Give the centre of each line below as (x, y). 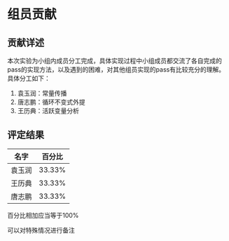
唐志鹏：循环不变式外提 (51, 102)
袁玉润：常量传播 (42, 93)
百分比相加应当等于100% (43, 215)
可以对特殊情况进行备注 (41, 230)
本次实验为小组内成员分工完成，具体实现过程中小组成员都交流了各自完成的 (114, 61)
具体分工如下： (29, 78)
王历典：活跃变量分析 (48, 111)
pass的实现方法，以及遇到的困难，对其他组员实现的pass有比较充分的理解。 (116, 70)
